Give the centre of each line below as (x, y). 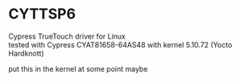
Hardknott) (26, 53)
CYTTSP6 (42, 14)
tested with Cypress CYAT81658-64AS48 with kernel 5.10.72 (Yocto (120, 44)
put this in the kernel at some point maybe (78, 68)
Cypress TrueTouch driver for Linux (67, 36)
